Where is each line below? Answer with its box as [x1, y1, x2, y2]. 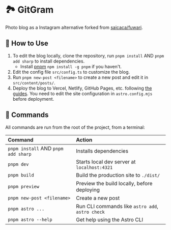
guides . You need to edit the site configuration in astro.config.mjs [12, 90, 153, 97]
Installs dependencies [76, 147, 129, 154]
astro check [76, 209, 105, 215]
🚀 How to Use [5, 39, 48, 48]
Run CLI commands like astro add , [76, 203, 159, 210]
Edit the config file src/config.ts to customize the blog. [12, 69, 130, 75]
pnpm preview [8, 184, 40, 189]
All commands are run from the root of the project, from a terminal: [5, 124, 145, 130]
